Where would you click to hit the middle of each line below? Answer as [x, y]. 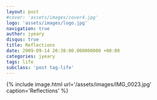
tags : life [20, 62]
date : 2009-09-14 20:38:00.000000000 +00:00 [63, 51]
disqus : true [23, 40]
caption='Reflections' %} [37, 91]
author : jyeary [25, 34]
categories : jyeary [31, 56]
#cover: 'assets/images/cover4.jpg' [52, 17]
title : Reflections [31, 46]
